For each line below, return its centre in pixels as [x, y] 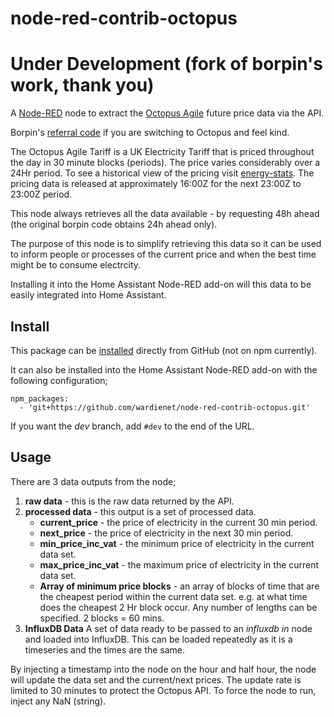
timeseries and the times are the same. [105, 649]
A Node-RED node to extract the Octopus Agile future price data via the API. [167, 113]
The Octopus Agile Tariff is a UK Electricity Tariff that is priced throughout [162, 152]
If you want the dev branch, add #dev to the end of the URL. [132, 426]
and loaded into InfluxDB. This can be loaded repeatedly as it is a [158, 639]
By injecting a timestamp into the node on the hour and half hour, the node [163, 669]
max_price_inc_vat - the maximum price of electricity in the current [179, 564]
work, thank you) [82, 85]
